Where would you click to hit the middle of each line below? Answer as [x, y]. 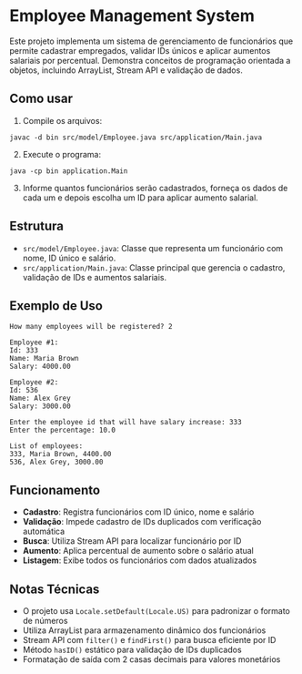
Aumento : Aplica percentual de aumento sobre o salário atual [138, 551]
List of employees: [46, 446]
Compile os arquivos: [62, 120]
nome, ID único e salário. [69, 258]
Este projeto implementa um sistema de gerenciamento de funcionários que [151, 41]
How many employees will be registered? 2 [91, 327]
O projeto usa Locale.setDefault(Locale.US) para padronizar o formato [156, 611]
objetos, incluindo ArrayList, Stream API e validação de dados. [126, 70]
